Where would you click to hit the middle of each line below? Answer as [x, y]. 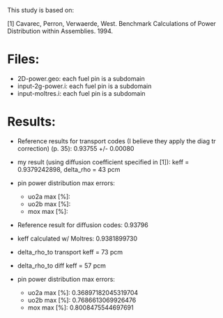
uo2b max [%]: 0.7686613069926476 [82, 300]
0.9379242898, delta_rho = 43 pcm [69, 169]
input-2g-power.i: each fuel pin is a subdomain [84, 86]
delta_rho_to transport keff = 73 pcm [70, 252]
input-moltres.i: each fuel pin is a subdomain [81, 93]
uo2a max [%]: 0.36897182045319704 [83, 292]
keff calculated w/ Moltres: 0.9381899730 [77, 238]
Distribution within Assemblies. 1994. [60, 31]
